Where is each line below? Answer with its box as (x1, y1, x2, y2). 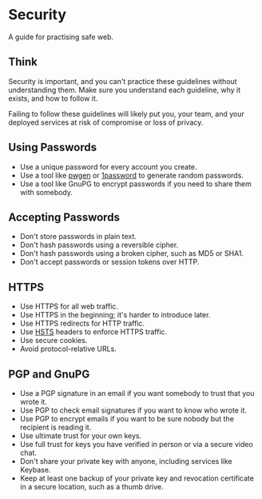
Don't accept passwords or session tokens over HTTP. (19, 257, 200, 267)
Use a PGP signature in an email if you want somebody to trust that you (19, 389, 255, 397)
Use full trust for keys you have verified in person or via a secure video (19, 440, 253, 449)
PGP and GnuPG (8, 367, 90, 381)
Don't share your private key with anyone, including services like (19, 457, 233, 465)
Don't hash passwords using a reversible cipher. (19, 240, 179, 249)
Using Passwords (8, 141, 97, 154)
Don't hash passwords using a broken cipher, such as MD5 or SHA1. (19, 249, 244, 258)
